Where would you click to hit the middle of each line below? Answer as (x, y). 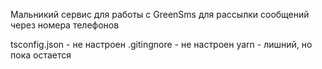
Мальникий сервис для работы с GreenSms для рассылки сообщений (160, 14)
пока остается (41, 55)
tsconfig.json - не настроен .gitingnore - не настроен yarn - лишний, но (161, 44)
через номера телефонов (65, 25)
